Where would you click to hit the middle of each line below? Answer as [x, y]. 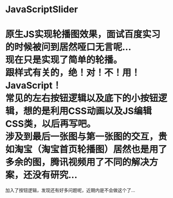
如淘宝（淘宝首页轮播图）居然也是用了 [86, 150]
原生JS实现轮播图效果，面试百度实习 [83, 35]
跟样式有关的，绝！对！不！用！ [73, 73]
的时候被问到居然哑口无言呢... [69, 47]
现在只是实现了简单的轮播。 [64, 60]
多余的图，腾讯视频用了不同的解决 [78, 162]
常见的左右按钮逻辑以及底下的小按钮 [82, 98]
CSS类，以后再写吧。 [51, 124]
